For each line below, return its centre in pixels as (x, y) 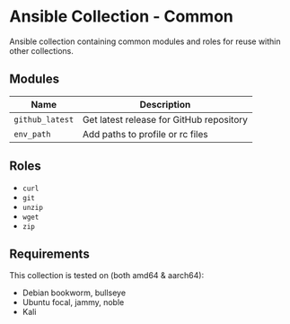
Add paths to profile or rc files (145, 134)
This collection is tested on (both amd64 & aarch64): (107, 276)
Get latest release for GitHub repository (165, 119)
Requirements (49, 254)
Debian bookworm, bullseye (74, 293)
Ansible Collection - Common (121, 17)
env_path (32, 134)
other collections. (42, 50)
